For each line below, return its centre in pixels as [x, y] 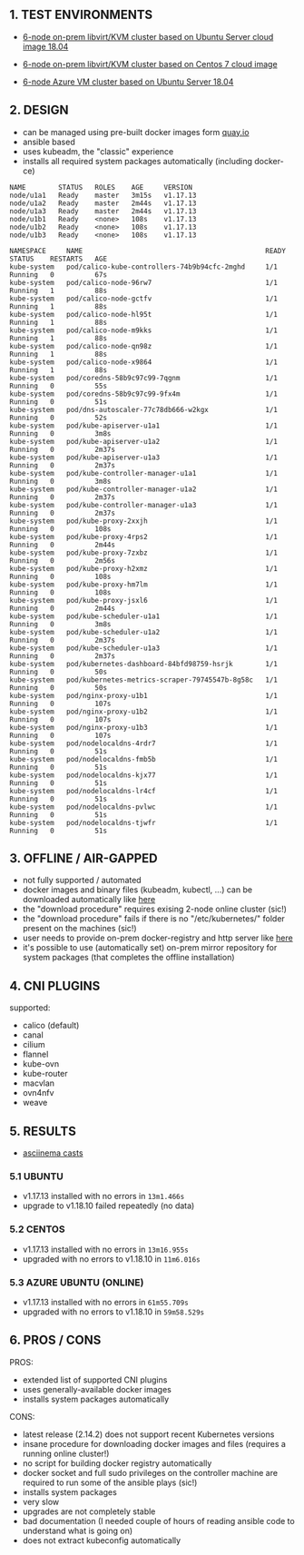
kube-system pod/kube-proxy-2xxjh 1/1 [144, 521]
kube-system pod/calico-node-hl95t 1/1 [144, 314]
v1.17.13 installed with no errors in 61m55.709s [105, 1302]
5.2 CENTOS [37, 1229]
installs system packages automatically [96, 1399]
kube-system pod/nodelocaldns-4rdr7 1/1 [144, 743]
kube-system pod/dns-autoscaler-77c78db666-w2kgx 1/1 [144, 409]
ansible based [49, 142]
